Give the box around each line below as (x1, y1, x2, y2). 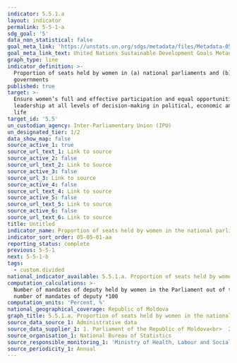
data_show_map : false (7, 135, 71, 142)
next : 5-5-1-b (7, 254, 49, 261)
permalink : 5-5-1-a (7, 23, 65, 30)
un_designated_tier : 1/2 (7, 129, 80, 136)
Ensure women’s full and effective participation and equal (13, 96, 194, 103)
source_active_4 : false (7, 181, 78, 188)
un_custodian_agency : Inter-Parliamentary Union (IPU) (7, 121, 172, 129)
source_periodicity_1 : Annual (7, 345, 97, 352)
